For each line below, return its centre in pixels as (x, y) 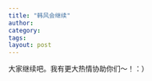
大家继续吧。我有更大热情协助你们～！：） (78, 69)
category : (25, 30)
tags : (17, 38)
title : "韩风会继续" (39, 15)
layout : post (30, 45)
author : (21, 23)
